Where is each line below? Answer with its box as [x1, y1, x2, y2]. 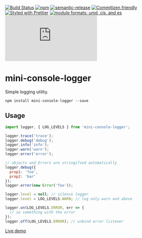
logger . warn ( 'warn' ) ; [5, 147, 49, 152]
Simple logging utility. [5, 88, 49, 95]
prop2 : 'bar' [9, 174, 36, 179]
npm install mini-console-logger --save [5, 98, 89, 103]
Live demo [5, 228, 26, 234]
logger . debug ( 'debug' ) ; [5, 138, 54, 143]
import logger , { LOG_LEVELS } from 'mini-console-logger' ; [5, 125, 131, 130]
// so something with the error [9, 210, 76, 215]
